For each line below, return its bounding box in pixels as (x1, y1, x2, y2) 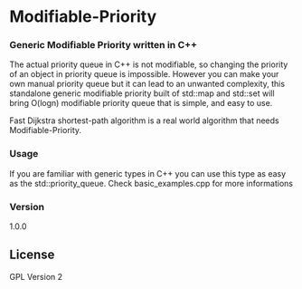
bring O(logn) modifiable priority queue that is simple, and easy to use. (9, 98, 273, 109)
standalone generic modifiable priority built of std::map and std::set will (9, 88, 275, 99)
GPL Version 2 (9, 271, 63, 282)
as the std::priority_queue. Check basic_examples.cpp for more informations (9, 178, 294, 188)
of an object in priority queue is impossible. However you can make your (9, 69, 279, 80)
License (9, 247, 55, 263)
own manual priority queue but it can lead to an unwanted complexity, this (9, 79, 286, 90)
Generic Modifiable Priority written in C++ (9, 39, 197, 52)
